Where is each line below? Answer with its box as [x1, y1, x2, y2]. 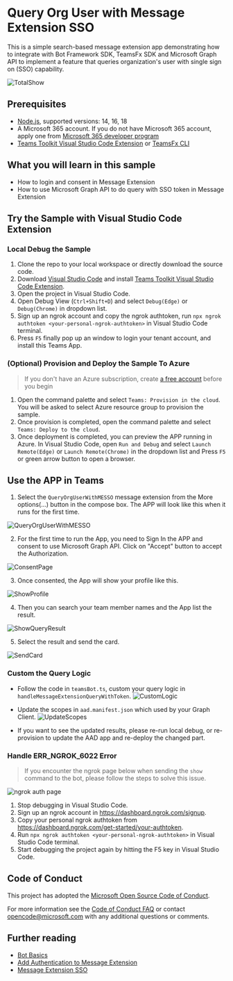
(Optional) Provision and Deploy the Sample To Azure [7, 359, 190, 368]
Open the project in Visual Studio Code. [17, 290, 130, 298]
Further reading [7, 932, 76, 944]
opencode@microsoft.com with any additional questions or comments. [7, 912, 209, 921]
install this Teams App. [17, 341, 83, 350]
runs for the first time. [17, 508, 80, 516]
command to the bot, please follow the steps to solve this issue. [24, 774, 207, 782]
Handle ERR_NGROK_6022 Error [7, 751, 117, 761]
